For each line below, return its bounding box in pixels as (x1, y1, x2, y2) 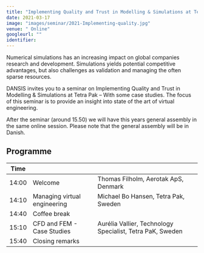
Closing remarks (32, 237, 80, 245)
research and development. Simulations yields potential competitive (6, 60, 176, 67)
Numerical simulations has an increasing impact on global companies (6, 54, 180, 61)
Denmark (97, 182, 124, 191)
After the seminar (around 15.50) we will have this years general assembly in (6, 116, 197, 123)
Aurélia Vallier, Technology (97, 219, 174, 228)
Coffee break (32, 209, 70, 218)
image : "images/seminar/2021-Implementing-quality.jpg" (6, 20, 151, 26)
